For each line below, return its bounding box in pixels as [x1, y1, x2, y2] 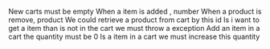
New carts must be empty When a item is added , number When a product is [8, 7, 262, 16]
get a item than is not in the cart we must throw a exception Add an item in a [8, 24, 260, 32]
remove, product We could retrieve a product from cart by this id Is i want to [8, 15, 260, 24]
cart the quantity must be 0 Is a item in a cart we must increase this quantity [8, 32, 260, 41]
